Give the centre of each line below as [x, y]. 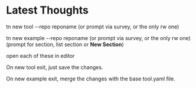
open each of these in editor [40, 56]
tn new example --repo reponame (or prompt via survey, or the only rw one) [98, 38]
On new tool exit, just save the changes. [55, 67]
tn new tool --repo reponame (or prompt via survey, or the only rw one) [93, 27]
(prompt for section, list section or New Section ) [65, 44]
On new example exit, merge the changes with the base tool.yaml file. [91, 79]
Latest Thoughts [47, 10]
